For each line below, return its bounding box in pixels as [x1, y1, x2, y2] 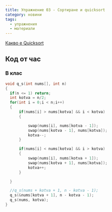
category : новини [5, 12, 42, 17]
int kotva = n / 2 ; [10, 95, 47, 100]
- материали [10, 26, 35, 31]
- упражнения [10, 21, 38, 27]
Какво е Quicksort [5, 40, 44, 46]
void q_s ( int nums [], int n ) [5, 81, 67, 86]
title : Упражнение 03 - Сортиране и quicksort [5, 7, 105, 13]
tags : [5, 17, 17, 22]
